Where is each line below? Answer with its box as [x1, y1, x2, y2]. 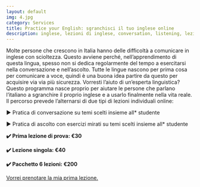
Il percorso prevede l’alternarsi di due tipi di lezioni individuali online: [6, 97, 174, 104]
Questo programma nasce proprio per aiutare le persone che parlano [6, 85, 176, 92]
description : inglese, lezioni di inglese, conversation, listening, [6, 31, 183, 37]
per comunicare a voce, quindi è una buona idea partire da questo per [6, 72, 178, 80]
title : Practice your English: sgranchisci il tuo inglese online [6, 25, 174, 31]
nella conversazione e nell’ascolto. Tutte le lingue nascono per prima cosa [6, 66, 187, 73]
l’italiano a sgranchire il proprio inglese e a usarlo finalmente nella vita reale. [6, 91, 192, 99]
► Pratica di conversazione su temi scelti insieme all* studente [6, 109, 160, 116]
